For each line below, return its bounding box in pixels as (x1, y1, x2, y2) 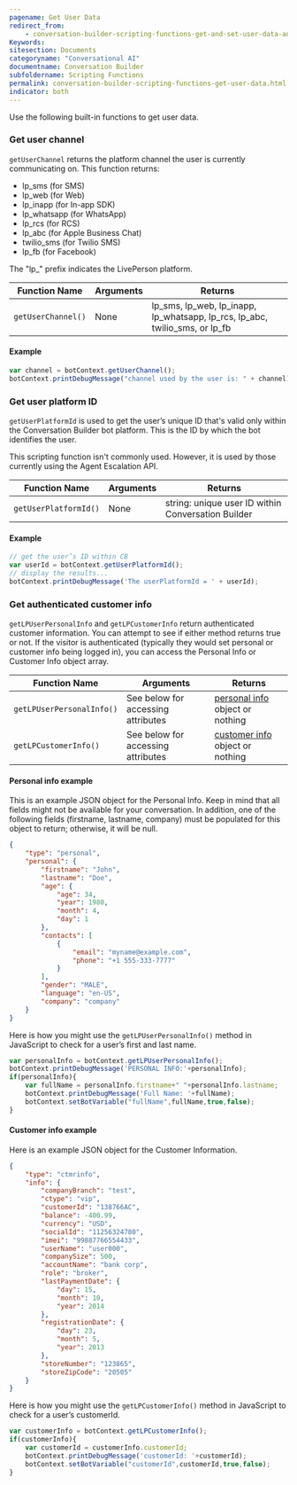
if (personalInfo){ (9, 1073, 77, 1082)
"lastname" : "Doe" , (41, 873, 113, 882)
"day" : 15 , (56, 1285, 97, 1294)
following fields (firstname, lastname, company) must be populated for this (9, 814, 281, 825)
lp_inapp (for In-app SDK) (21, 199, 116, 209)
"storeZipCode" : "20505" (41, 1367, 133, 1377)
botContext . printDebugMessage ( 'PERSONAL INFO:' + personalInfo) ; (9, 1065, 247, 1074)
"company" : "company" (41, 997, 121, 1006)
